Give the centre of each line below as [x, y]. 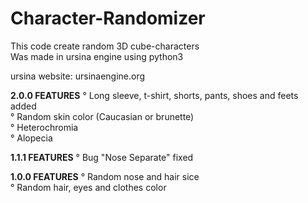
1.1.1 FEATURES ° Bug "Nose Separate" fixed [102, 157]
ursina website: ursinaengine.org [78, 76]
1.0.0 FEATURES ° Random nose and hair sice [105, 176]
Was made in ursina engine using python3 [97, 56]
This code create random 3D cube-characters [105, 46]
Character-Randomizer [108, 18]
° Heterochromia [44, 127]
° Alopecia [31, 138]
